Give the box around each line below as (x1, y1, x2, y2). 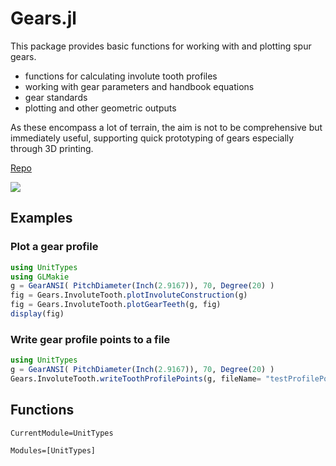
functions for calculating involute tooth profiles (24, 70, 218, 82)
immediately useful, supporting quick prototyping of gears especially (10, 132, 295, 144)
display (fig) (10, 309, 65, 319)
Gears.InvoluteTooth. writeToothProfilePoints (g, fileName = (10, 373, 262, 384)
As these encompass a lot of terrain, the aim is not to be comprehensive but (10, 121, 323, 133)
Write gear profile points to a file (10, 332, 171, 346)
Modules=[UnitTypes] (10, 445, 97, 456)
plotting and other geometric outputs (24, 102, 177, 114)
